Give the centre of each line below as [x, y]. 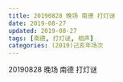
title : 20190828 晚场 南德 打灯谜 [62, 16]
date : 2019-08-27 [37, 23]
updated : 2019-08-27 [43, 31]
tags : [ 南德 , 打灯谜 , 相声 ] [51, 38]
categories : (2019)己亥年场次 [56, 46]
